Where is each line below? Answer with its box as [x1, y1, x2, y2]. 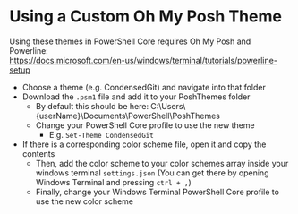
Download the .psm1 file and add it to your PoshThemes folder [21, 91, 251, 102]
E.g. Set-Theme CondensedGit [48, 129, 154, 140]
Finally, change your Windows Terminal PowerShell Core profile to [35, 186, 280, 197]
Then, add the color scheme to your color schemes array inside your [35, 158, 289, 168]
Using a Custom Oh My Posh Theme [9, 6, 282, 27]
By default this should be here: [35, 100, 149, 111]
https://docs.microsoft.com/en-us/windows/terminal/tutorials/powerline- [9, 55, 277, 65]
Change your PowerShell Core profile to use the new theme [35, 119, 255, 131]
